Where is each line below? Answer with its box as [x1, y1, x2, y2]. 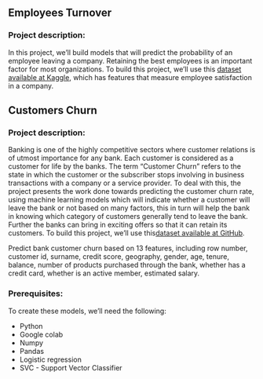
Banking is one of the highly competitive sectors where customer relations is [8, 145, 256, 155]
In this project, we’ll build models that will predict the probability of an [8, 47, 233, 57]
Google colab [19, 330, 64, 339]
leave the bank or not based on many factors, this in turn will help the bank [8, 203, 250, 213]
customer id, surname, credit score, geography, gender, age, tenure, [8, 252, 230, 261]
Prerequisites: [8, 288, 64, 299]
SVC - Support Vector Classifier [19, 363, 123, 372]
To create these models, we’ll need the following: [8, 306, 166, 315]
